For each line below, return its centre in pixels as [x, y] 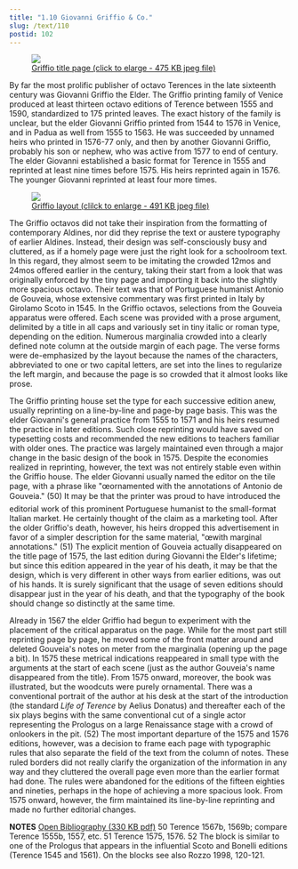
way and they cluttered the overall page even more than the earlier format [145, 772]
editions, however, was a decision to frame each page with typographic [140, 744]
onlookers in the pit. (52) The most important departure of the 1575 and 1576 [149, 734]
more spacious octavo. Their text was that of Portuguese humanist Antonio [147, 289]
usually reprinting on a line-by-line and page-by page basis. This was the [143, 411]
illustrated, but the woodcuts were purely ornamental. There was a [131, 687]
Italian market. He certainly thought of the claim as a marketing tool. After [144, 519]
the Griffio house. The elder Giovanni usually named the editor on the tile [142, 477]
